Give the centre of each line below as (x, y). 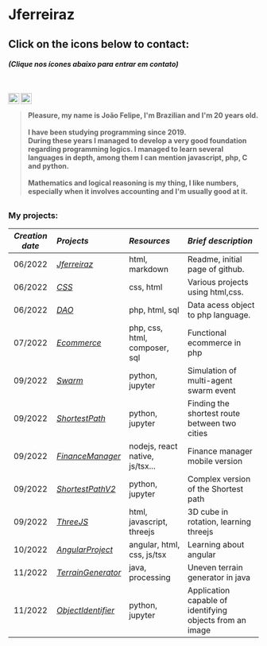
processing (149, 578)
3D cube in (208, 512)
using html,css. (216, 292)
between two (212, 423)
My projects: (33, 215)
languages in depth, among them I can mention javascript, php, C (137, 158)
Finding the (209, 403)
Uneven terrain (216, 568)
